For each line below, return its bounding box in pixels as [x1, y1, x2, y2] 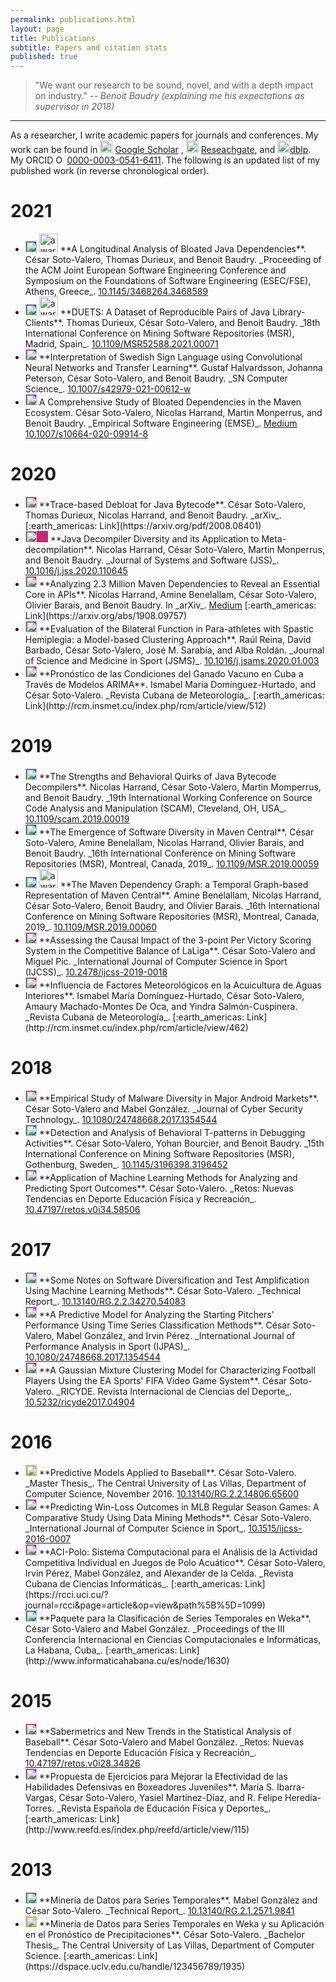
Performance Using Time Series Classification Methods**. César [24, 1319, 291, 1331]
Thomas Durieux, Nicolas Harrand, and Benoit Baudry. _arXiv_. [24, 509, 282, 521]
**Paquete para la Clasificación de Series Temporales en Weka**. [38, 1612, 312, 1624]
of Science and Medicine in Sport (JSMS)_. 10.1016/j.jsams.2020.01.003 [24, 655, 320, 666]
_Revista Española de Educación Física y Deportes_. [56, 1802, 272, 1814]
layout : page [10, 24, 65, 34]
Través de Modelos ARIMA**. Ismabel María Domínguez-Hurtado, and [24, 679, 317, 690]
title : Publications [10, 33, 97, 43]
